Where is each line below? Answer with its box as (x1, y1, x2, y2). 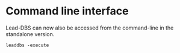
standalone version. (5, 30, 55, 37)
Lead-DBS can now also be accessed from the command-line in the (5, 24, 174, 31)
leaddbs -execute (5, 42, 49, 48)
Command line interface (5, 4, 129, 18)
